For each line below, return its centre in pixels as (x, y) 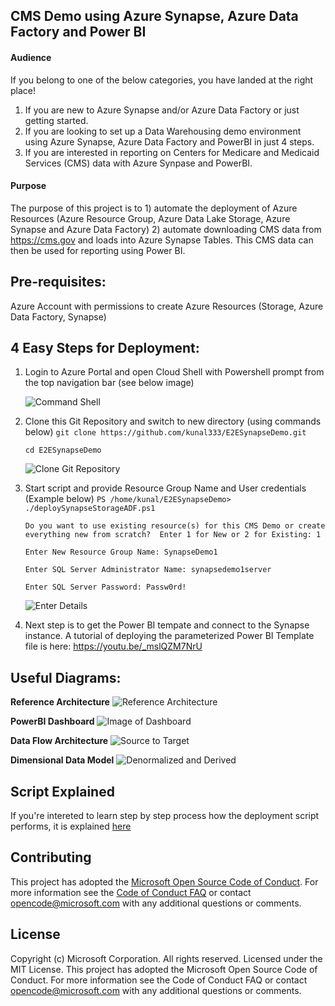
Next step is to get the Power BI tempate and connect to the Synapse (167, 625)
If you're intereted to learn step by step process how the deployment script (165, 816)
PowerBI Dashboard (52, 721)
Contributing (51, 857)
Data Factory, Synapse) (58, 316)
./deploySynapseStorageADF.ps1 (90, 509)
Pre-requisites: (58, 282)
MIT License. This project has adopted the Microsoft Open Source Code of (164, 969)
